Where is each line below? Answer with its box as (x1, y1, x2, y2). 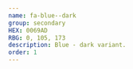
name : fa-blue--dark (8, 11, 77, 20)
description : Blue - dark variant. (8, 41, 127, 49)
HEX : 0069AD (8, 26, 48, 34)
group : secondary (8, 19, 66, 27)
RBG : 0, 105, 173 (8, 33, 66, 42)
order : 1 (8, 48, 37, 56)
